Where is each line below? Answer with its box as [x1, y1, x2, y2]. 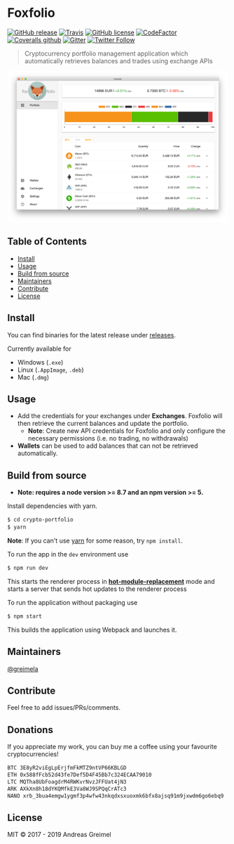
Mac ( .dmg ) [17, 372, 50, 381]
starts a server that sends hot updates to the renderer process [7, 585, 187, 593]
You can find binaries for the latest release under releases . [7, 330, 177, 339]
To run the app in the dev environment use [7, 550, 129, 558]
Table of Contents [7, 235, 88, 247]
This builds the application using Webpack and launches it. [7, 625, 177, 634]
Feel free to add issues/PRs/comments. [7, 703, 121, 712]
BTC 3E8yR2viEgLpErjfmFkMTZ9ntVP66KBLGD [7, 765, 128, 772]
